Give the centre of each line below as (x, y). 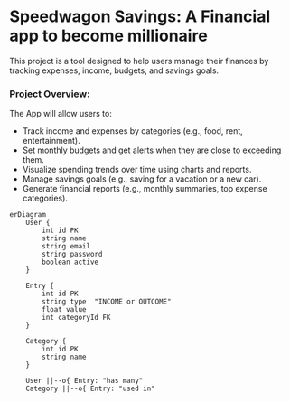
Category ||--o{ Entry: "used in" (90, 389)
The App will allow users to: (61, 114)
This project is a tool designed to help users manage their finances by (139, 61)
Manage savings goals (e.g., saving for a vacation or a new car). (142, 179)
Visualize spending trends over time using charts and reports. (137, 170)
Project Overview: (50, 94)
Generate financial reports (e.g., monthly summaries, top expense (145, 189)
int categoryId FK (76, 318)
